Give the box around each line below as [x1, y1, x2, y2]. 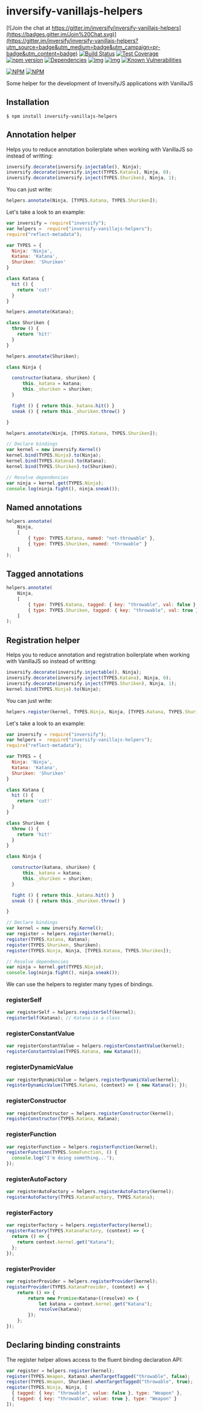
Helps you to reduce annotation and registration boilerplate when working [6, 651, 190, 659]
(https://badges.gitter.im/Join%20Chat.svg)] [6, 30, 117, 37]
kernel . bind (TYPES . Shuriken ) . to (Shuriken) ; [6, 463, 118, 469]
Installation [6, 97, 50, 107]
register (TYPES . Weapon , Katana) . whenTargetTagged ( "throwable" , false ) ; [6, 1373, 190, 1379]
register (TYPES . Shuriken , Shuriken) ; [6, 942, 101, 948]
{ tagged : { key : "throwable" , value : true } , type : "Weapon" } [11, 1396, 177, 1402]
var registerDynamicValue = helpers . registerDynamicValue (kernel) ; [6, 1077, 180, 1083]
